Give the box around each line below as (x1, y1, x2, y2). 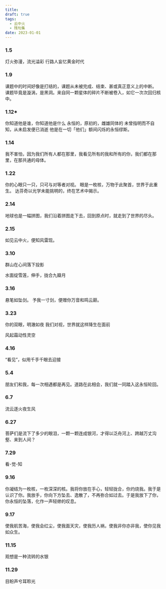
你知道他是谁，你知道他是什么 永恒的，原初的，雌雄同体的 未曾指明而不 (5, 120, 151, 126)
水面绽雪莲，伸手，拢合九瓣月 (5, 272, 66, 278)
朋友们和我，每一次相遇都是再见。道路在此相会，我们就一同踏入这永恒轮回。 (5, 381, 161, 387)
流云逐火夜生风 (5, 405, 36, 412)
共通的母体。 (22, 157, 48, 163)
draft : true (5, 12, 30, 17)
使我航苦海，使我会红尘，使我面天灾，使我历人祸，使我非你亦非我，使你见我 (5, 523, 161, 529)
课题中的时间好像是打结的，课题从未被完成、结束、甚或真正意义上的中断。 (5, 83, 157, 89)
